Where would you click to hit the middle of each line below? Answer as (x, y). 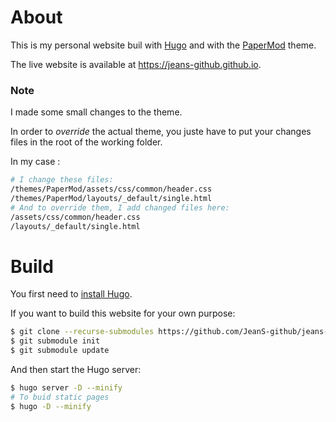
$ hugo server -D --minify (66, 388)
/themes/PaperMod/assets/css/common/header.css (111, 189)
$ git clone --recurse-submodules (82, 332)
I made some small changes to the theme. (96, 112)
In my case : (35, 162)
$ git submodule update (60, 351)
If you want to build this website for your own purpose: (123, 313)
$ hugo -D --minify (51, 406)
